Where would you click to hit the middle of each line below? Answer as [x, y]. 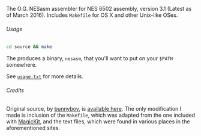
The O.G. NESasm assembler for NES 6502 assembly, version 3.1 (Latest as [99, 9]
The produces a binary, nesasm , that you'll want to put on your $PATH [89, 58]
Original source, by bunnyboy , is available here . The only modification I [94, 109]
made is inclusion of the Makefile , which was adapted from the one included [101, 115]
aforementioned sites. [33, 128]
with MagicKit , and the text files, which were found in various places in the [98, 122]
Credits [15, 90]
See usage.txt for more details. [45, 76]
